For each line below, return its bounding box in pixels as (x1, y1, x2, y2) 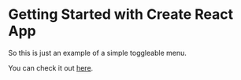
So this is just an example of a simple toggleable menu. (8, 48, 187, 57)
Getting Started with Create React (8, 5, 234, 24)
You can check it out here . (8, 63, 94, 72)
